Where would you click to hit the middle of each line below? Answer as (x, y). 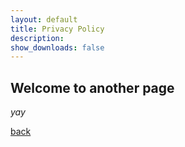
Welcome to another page (92, 87)
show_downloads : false (57, 47)
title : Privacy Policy (57, 29)
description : (37, 38)
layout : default (44, 19)
